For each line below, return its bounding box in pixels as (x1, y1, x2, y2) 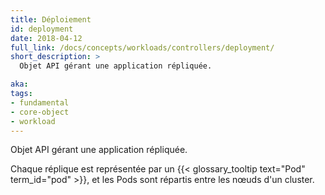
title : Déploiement (10, 14, 92, 25)
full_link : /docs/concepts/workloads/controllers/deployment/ (10, 42, 275, 53)
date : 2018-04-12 (10, 33, 83, 43)
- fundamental (10, 97, 70, 108)
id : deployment (10, 24, 74, 34)
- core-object (10, 107, 70, 117)
